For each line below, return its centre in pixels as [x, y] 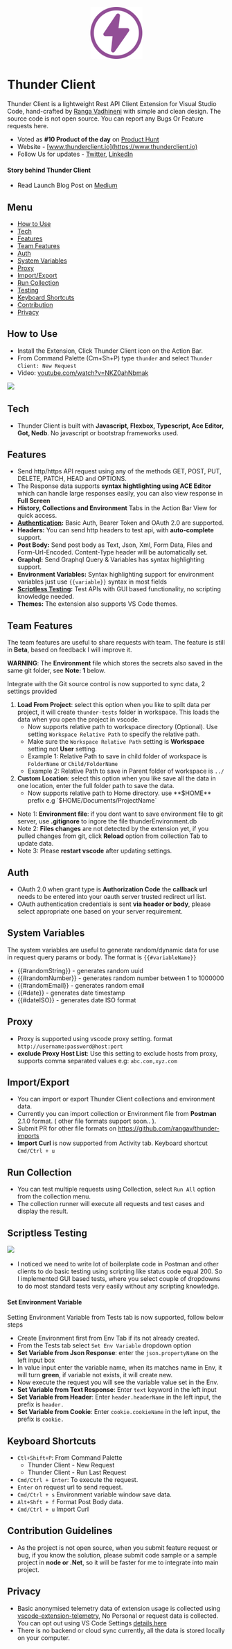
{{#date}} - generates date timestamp [71, 993]
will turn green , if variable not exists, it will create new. [95, 1375]
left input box [36, 1360]
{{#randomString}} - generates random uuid [80, 970]
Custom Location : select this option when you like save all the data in [116, 778]
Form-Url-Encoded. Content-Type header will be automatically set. [112, 552]
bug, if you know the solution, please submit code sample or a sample [117, 1555]
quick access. [37, 516]
